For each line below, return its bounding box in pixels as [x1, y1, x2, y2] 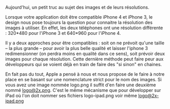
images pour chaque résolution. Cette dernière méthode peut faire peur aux [5, 56, 164, 62]
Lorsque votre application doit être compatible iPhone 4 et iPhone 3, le [5, 14, 153, 20]
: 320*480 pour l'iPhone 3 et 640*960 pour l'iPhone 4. [5, 30, 121, 36]
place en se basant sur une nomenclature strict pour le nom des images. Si [5, 77, 162, 82]
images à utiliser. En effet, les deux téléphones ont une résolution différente [5, 25, 163, 31]
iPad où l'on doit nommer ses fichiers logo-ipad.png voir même [5, 93, 138, 98]
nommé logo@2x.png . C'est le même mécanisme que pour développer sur [5, 87, 161, 93]
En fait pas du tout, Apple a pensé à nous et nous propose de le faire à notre [5, 71, 165, 77]
